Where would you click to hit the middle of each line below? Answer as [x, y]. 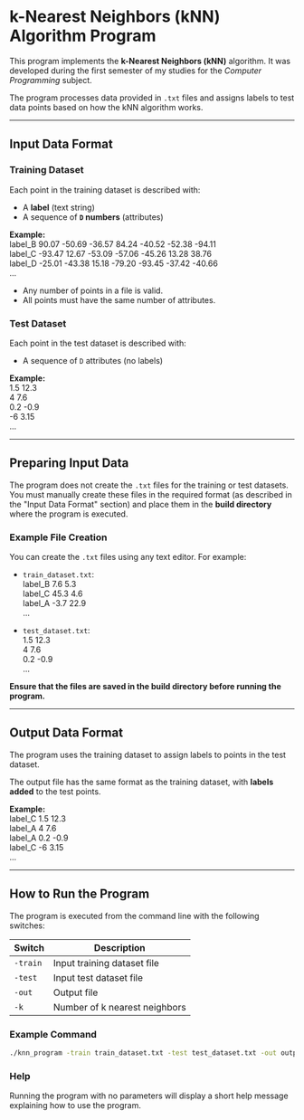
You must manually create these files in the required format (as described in [151, 494]
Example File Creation [58, 537]
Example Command [53, 1034]
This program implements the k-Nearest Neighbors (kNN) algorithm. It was [150, 61]
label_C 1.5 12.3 [38, 818]
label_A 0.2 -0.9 [39, 838]
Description [120, 947]
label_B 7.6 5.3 [49, 584]
